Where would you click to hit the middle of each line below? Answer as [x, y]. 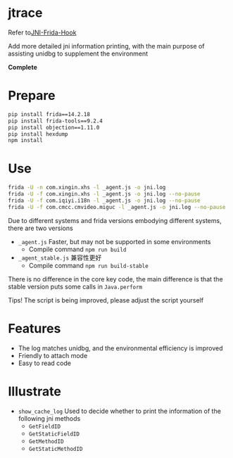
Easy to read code [44, 363]
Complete [23, 67]
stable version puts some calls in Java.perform [75, 286]
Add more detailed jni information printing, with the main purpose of [106, 46]
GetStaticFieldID [54, 434]
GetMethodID [46, 441]
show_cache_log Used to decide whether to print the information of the [119, 411]
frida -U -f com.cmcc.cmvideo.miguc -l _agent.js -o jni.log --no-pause [117, 207]
